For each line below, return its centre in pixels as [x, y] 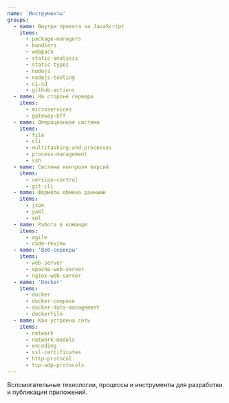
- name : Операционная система [56, 122]
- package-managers [53, 39]
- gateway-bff [46, 116]
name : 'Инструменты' [37, 13]
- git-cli [39, 186]
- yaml [35, 212]
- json [35, 206]
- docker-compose [50, 301]
